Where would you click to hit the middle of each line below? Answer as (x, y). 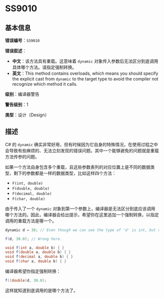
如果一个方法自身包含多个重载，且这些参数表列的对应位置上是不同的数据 (78, 167)
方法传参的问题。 (22, 156)
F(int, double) (28, 183)
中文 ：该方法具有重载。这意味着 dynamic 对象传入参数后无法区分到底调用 (85, 61)
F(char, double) (29, 199)
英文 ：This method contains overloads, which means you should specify (85, 73)
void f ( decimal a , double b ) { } (39, 257)
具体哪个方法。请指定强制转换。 (44, 67)
